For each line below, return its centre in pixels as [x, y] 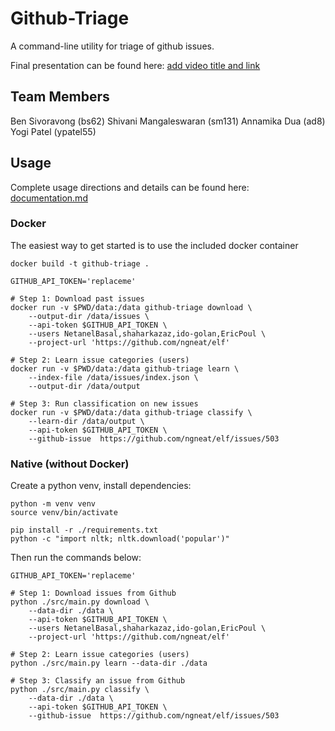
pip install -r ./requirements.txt [84, 530]
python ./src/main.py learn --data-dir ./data [109, 663]
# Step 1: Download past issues [77, 298]
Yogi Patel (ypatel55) [53, 131]
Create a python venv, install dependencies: [101, 486]
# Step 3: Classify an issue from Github [98, 681]
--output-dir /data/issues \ [89, 316]
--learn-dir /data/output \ [86, 421]
